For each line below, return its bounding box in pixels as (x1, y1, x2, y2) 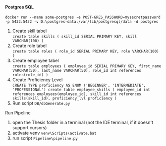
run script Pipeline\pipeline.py (12, 135, 78, 141)
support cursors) (12, 125, 47, 131)
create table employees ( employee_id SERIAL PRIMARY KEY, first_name (12, 64, 162, 69)
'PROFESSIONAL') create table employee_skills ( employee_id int (12, 87, 150, 93)
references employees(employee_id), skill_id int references (12, 92, 142, 97)
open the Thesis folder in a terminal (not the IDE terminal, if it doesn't (12, 119, 154, 126)
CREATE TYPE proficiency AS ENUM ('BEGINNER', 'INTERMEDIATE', (12, 83, 146, 88)
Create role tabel (12, 43, 47, 49)
